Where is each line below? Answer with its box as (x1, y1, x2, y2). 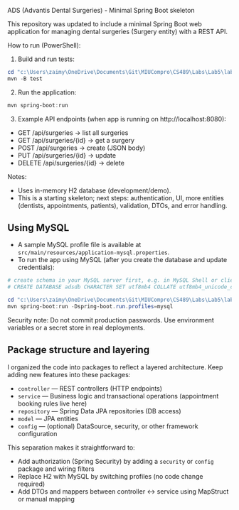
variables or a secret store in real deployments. (7, 323, 146, 332)
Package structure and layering (7, 344, 150, 356)
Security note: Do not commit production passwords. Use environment (7, 315, 215, 324)
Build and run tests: (17, 55, 75, 63)
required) (17, 479, 46, 488)
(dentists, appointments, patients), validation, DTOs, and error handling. (17, 201, 228, 210)
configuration (17, 429, 58, 438)
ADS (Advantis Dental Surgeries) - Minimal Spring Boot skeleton (7, 6, 195, 14)
